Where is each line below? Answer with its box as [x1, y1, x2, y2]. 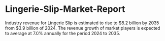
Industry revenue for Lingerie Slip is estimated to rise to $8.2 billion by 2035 [5, 20, 159, 26]
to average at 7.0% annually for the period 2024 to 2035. [5, 30, 121, 36]
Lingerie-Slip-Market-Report [5, 3, 126, 15]
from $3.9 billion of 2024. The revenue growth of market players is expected [5, 25, 161, 31]
